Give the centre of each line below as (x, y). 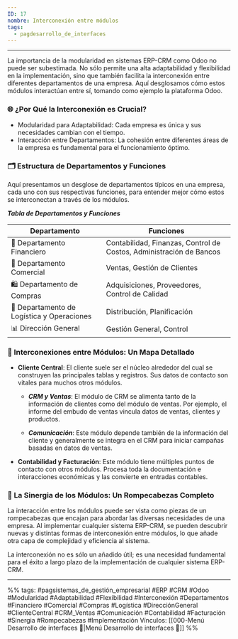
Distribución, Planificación (149, 311)
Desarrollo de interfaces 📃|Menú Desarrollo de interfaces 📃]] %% (103, 628)
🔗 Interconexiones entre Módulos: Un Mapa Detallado (101, 352)
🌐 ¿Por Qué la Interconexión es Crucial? (77, 109)
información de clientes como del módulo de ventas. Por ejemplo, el (127, 404)
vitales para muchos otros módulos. (70, 383)
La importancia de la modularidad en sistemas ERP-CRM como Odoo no (112, 60)
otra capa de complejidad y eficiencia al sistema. (79, 541)
